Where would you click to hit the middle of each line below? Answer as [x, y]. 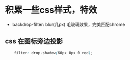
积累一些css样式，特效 [51, 10]
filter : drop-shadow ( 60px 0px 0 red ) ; [53, 53]
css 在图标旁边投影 [34, 41]
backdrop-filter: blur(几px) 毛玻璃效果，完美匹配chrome [68, 24]
